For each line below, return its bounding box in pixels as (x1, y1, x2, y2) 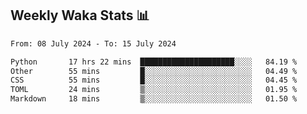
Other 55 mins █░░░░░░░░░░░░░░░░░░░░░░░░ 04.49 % (10, 66, 298, 76)
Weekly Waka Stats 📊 (10, 7, 150, 24)
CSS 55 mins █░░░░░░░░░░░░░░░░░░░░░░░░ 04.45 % (10, 75, 298, 86)
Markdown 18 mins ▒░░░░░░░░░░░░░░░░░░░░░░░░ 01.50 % (10, 94, 298, 104)
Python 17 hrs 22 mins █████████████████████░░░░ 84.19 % (10, 57, 298, 67)
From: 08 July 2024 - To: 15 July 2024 (10, 38, 177, 49)
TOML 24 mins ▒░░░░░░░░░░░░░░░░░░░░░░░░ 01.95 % (10, 85, 298, 95)
